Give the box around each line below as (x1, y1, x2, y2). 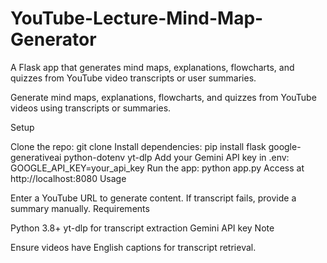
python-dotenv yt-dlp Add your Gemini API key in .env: (63, 151, 290, 163)
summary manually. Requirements (10, 202, 150, 214)
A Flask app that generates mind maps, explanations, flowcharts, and (10, 61, 295, 73)
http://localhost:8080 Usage (10, 172, 127, 184)
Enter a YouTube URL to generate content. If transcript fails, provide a (10, 192, 297, 204)
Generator (10, 28, 97, 51)
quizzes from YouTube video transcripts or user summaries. (10, 72, 257, 84)
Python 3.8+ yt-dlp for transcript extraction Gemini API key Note (10, 222, 275, 234)
